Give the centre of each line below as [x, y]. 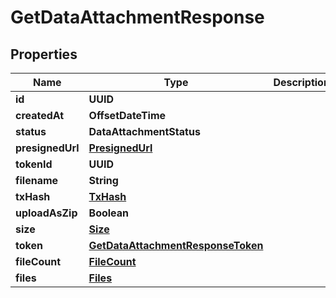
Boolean [109, 213]
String [103, 180]
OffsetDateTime [127, 115]
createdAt [40, 115]
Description [301, 82]
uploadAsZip [46, 213]
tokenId [34, 164]
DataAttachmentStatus [144, 131]
